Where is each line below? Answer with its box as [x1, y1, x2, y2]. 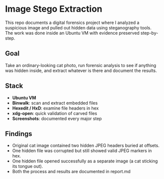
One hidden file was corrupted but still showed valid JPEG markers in [12, 148, 152, 154]
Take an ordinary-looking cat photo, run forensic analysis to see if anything [5, 62, 157, 68]
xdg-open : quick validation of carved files [12, 110, 97, 116]
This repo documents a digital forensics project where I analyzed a [5, 20, 140, 25]
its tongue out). [12, 163, 43, 169]
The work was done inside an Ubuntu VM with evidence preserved [5, 30, 140, 36]
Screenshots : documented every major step [12, 115, 102, 121]
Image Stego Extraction [5, 3, 103, 15]
